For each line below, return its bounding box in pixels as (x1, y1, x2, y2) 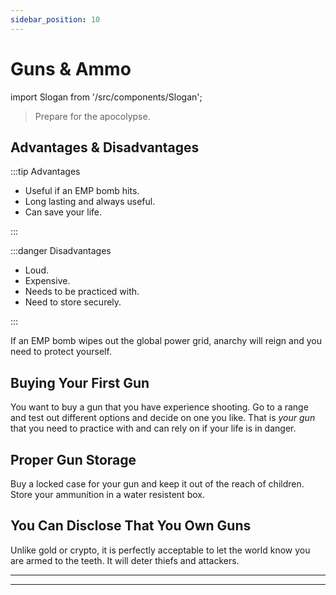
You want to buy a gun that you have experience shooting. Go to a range (10, 401, 309, 413)
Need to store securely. (24, 296, 122, 308)
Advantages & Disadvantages (10, 139, 200, 156)
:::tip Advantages (10, 166, 81, 178)
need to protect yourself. (10, 346, 112, 358)
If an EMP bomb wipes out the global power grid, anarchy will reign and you (10, 335, 322, 347)
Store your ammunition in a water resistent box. (10, 489, 205, 500)
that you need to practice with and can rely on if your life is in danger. (10, 422, 297, 435)
